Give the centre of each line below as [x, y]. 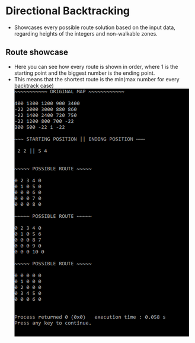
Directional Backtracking [68, 11]
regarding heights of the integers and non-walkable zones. [86, 33]
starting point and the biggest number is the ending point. [84, 73]
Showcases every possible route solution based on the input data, [95, 27]
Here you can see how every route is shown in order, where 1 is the [96, 66]
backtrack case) [34, 85]
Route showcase [37, 53]
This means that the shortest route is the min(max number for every [97, 79]
